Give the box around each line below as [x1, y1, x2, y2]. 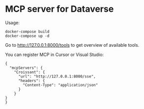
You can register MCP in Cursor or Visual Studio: [5, 52, 104, 57]
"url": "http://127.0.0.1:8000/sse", [18, 74, 96, 79]
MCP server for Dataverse [5, 3, 114, 15]
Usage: [5, 20, 20, 26]
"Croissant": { [14, 70, 45, 75]
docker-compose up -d [5, 33, 50, 38]
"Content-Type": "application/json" [23, 82, 98, 87]
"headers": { [18, 78, 45, 83]
